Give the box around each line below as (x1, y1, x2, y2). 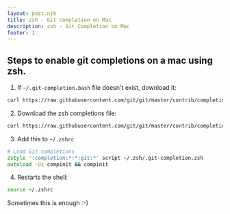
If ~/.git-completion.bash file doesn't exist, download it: (16, 84, 177, 92)
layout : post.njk (7, 10, 57, 17)
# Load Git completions (7, 148, 75, 155)
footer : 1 (7, 29, 36, 36)
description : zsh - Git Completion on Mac (7, 23, 130, 29)
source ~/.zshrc (7, 187, 53, 193)
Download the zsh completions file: (16, 109, 117, 117)
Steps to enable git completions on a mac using (7, 54, 214, 66)
